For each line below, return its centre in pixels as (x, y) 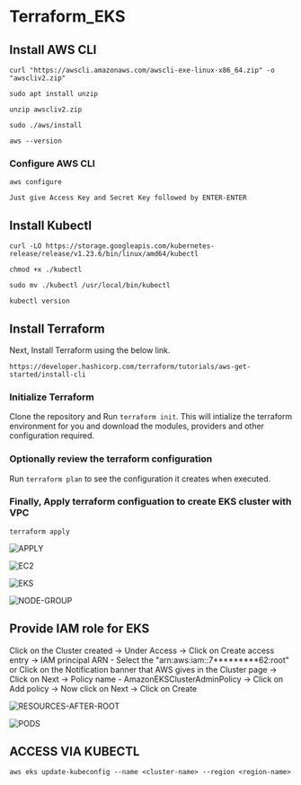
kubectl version (40, 301)
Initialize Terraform (52, 397)
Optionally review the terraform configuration (111, 459)
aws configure (36, 182)
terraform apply (40, 532)
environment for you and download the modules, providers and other (137, 426)
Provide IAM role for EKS (80, 629)
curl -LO (26, 246)
